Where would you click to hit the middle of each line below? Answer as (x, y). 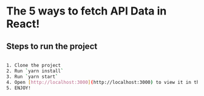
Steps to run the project (52, 46)
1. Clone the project (34, 65)
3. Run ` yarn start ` (32, 77)
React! (23, 24)
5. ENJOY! (19, 88)
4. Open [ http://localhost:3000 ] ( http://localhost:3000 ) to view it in (99, 82)
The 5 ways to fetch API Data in (87, 11)
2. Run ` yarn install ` (35, 71)
